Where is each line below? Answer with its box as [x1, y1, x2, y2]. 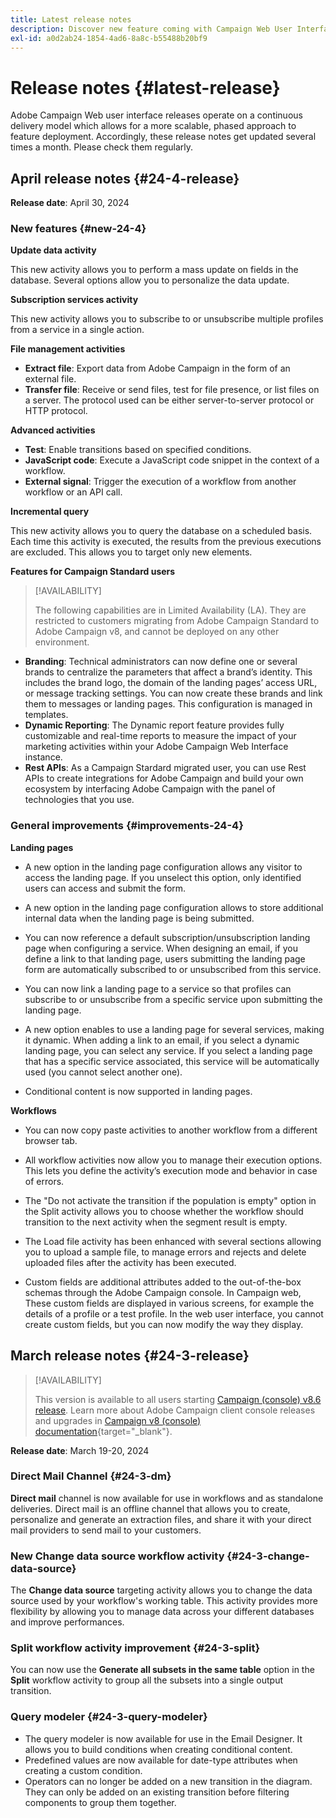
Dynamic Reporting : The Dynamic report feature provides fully [24, 719, 285, 731]
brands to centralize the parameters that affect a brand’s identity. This [24, 666, 313, 678]
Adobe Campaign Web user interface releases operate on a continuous [10, 109, 303, 121]
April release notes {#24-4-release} [10, 170, 240, 187]
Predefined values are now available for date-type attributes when [24, 1754, 298, 1766]
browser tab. [24, 1134, 78, 1146]
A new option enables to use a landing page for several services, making [24, 1023, 325, 1035]
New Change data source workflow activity [10, 1549, 225, 1563]
